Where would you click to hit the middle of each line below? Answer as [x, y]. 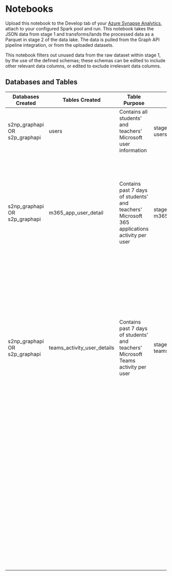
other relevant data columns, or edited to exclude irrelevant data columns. [83, 66]
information [133, 150]
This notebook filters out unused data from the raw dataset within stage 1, [83, 55]
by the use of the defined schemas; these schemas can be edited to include [85, 60]
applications [134, 228]
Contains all [134, 112]
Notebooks [29, 9]
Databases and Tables [41, 82]
